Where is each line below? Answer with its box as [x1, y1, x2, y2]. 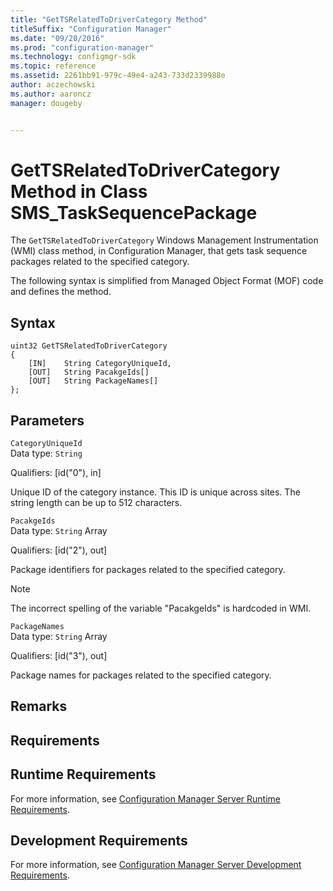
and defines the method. [10, 286, 112, 298]
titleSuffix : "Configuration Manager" [10, 24, 172, 34]
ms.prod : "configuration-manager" [10, 42, 155, 53]
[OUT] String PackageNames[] [28, 376, 159, 386]
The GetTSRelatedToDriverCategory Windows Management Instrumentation [10, 234, 319, 246]
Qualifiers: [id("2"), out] [10, 544, 108, 556]
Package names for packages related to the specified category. [10, 669, 272, 681]
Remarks [10, 698, 68, 715]
